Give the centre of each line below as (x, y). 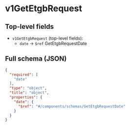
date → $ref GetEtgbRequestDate (53, 43)
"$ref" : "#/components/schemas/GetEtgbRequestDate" (72, 106)
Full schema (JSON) (36, 59)
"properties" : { (26, 97)
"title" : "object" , (29, 93)
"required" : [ (24, 74)
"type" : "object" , (28, 88)
